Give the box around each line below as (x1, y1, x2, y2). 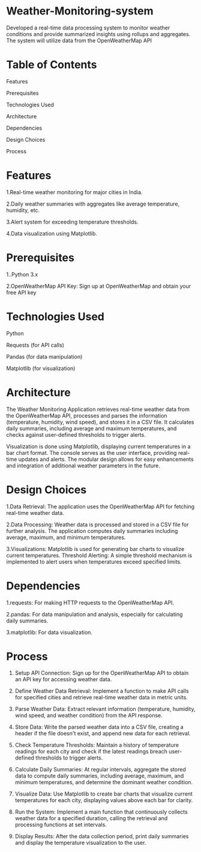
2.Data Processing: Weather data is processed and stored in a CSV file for (6, 521, 189, 528)
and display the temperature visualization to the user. (14, 839, 146, 847)
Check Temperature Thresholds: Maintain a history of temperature (14, 741, 179, 749)
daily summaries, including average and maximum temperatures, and (6, 425, 177, 432)
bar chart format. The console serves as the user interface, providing (6, 449, 177, 456)
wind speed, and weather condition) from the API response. (14, 712, 163, 719)
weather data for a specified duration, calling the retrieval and (14, 815, 168, 822)
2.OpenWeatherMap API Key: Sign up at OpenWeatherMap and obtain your (6, 282, 191, 290)
